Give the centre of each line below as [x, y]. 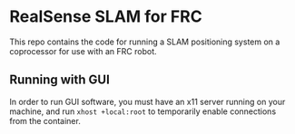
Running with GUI [60, 80]
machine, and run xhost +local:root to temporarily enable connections [143, 111]
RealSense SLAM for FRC [106, 17]
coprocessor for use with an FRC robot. [83, 51]
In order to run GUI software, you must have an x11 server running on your [147, 101]
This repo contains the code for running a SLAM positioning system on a [145, 42]
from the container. [45, 120]
